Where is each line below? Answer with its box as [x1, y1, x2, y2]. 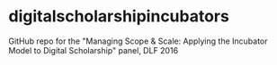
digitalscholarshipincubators [8, 6, 230, 27]
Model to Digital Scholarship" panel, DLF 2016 [8, 45, 179, 55]
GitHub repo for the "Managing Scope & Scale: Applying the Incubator [8, 36, 268, 46]
